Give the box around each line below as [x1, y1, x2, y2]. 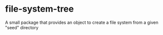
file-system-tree [5, 3, 74, 15]
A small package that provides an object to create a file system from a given [5, 19, 159, 25]
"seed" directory [5, 24, 39, 30]
